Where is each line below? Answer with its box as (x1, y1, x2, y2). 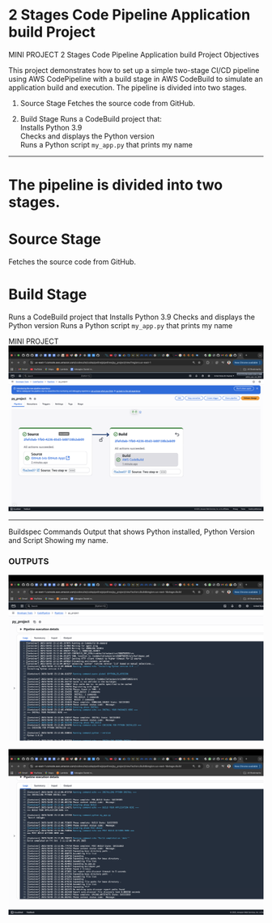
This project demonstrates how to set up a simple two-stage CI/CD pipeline (8, 65, 260, 75)
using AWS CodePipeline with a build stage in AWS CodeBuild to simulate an (8, 74, 263, 83)
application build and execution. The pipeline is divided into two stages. (8, 83, 247, 92)
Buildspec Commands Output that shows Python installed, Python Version (8, 527, 255, 536)
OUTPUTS (8, 556, 49, 567)
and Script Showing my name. (8, 536, 109, 545)
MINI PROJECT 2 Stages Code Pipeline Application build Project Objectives (8, 49, 260, 59)
